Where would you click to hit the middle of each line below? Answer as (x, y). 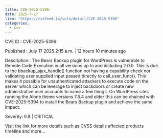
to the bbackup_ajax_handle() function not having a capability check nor (78, 71)
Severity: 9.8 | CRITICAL (29, 117)
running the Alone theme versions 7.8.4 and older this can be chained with (80, 97)
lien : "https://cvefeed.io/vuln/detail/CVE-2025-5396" (62, 19)
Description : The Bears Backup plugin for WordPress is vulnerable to (75, 60)
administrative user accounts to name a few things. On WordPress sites (77, 92)
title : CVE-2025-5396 (27, 10)
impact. (13, 107)
